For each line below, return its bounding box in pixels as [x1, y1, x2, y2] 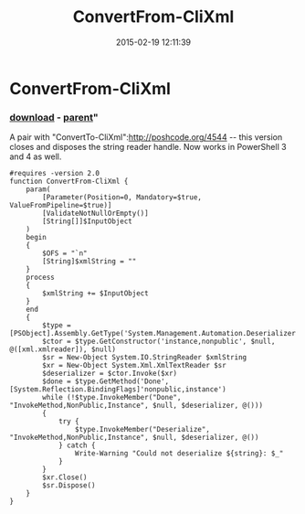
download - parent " [9, 111, 99, 123]
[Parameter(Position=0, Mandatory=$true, [42, 193, 203, 202]
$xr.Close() [42, 473, 89, 482]
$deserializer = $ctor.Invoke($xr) [42, 369, 178, 379]
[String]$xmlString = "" [42, 257, 137, 266]
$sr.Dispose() [42, 481, 96, 490]
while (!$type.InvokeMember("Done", [42, 393, 182, 402]
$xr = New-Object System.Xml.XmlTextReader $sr [42, 361, 226, 370]
